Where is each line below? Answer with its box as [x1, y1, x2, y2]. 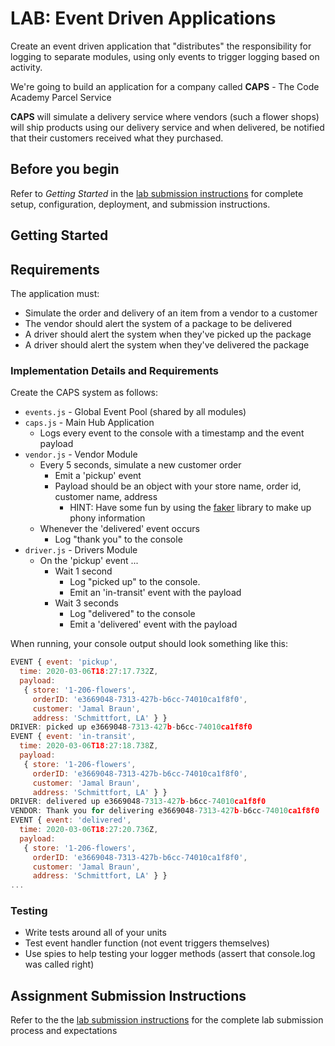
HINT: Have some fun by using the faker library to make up [69, 502, 312, 514]
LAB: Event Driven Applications [10, 7, 277, 30]
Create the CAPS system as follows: [10, 387, 159, 399]
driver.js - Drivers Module [24, 544, 138, 556]
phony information [69, 512, 146, 524]
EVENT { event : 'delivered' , [10, 815, 132, 826]
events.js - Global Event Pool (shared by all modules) [24, 406, 247, 418]
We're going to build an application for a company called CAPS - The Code [10, 80, 320, 92]
